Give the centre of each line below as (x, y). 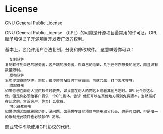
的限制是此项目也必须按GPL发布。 (34, 117)
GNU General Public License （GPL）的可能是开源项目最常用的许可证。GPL (81, 32)
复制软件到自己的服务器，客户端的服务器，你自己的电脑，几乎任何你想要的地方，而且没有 (81, 65)
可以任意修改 (21, 107)
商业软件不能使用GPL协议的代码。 (39, 127)
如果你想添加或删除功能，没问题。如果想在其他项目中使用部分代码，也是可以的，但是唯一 (81, 111)
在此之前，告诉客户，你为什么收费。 (36, 101)
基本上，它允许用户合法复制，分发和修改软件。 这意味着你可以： (70, 49)
